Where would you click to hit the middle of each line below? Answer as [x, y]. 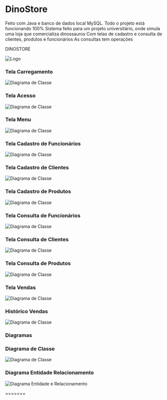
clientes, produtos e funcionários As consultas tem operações [69, 39]
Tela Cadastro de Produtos [38, 191]
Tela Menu [18, 120]
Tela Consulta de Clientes [37, 239]
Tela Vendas [20, 287]
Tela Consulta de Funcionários [43, 216]
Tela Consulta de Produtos [38, 263]
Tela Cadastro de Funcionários [43, 143]
